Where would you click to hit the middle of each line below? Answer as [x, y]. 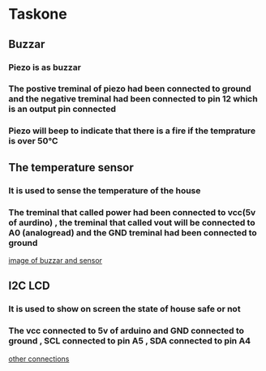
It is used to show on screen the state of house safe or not [124, 309]
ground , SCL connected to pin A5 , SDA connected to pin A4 [130, 341]
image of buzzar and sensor [56, 260]
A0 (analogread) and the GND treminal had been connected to [133, 232]
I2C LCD [29, 286]
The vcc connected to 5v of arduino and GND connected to [127, 331]
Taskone [38, 14]
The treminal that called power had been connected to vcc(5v [132, 212]
